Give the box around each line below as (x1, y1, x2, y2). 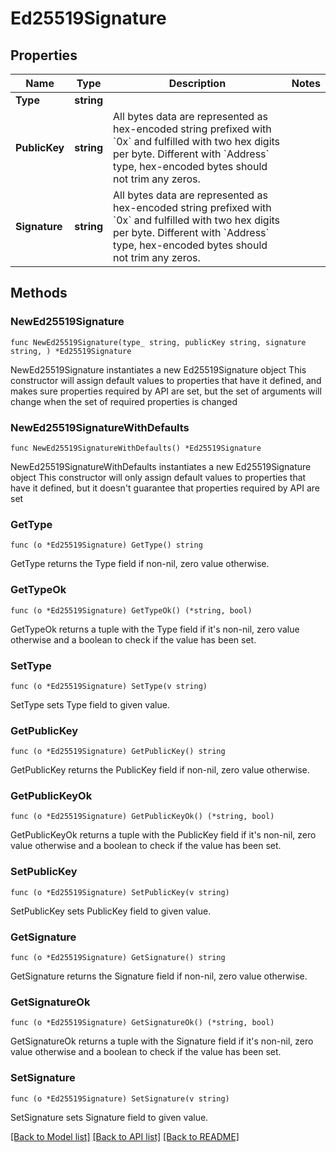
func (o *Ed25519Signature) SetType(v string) (10, 681, 208, 691)
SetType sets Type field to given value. (10, 698, 170, 711)
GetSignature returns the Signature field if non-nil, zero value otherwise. (10, 970, 308, 982)
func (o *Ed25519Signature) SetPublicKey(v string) (10, 887, 230, 897)
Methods (10, 285, 68, 302)
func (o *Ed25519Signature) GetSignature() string (10, 953, 226, 963)
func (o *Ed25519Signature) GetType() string (10, 540, 203, 551)
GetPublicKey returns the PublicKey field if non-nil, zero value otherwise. (10, 764, 310, 776)
